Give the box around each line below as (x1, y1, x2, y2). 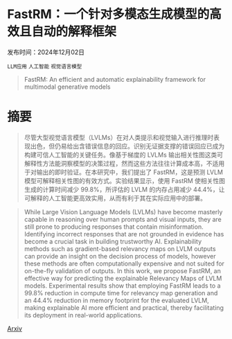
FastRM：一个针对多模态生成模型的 (7, 6, 210, 22)
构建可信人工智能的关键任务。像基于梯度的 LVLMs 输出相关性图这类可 (24, 150, 224, 159)
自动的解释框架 (31, 24, 117, 40)
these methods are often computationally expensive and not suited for (24, 259, 225, 268)
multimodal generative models (24, 82, 111, 91)
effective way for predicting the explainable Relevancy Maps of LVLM (24, 274, 222, 282)
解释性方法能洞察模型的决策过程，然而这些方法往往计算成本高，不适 (24, 159, 219, 167)
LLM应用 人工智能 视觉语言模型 (7, 63, 82, 70)
